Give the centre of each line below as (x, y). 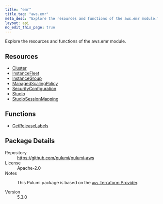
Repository (16, 152)
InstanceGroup (27, 78)
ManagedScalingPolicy (35, 83)
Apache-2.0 (29, 168)
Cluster (19, 68)
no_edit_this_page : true (30, 28)
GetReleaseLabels (30, 126)
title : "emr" (18, 9)
